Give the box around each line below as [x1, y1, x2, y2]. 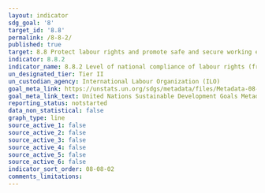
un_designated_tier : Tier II [8, 70, 104, 78]
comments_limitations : [8, 173, 83, 181]
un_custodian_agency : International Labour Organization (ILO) [8, 77, 221, 85]
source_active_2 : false [8, 128, 87, 136]
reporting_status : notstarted [8, 99, 108, 107]
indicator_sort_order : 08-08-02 [8, 165, 114, 173]
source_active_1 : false [8, 121, 87, 129]
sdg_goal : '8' [8, 19, 55, 27]
